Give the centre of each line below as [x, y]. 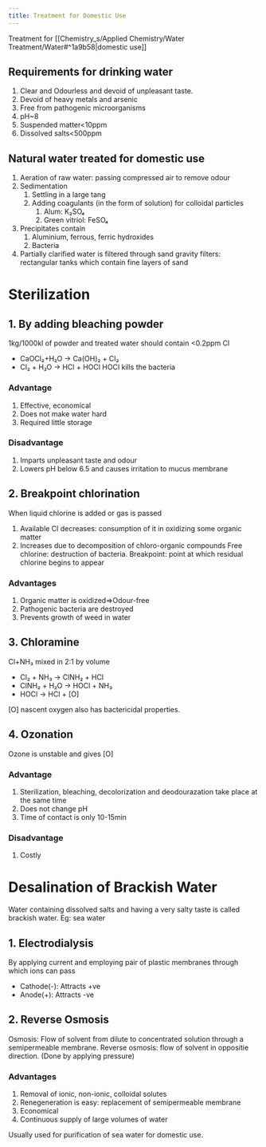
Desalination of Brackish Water [113, 887]
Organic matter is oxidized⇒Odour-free [84, 600]
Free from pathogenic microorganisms [82, 108]
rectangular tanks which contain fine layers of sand [104, 262]
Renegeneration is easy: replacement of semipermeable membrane [130, 1102]
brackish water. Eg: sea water [57, 918]
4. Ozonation [41, 735]
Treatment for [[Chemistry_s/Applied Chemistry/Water [96, 38]
